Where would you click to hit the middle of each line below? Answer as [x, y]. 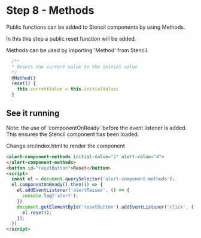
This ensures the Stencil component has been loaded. [73, 134]
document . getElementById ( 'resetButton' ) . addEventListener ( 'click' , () [107, 207]
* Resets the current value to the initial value [74, 67]
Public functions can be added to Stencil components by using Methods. [96, 27]
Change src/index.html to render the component [66, 146]
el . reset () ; [37, 213]
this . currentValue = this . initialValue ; [68, 89]
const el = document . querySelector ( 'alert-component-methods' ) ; [93, 179]
